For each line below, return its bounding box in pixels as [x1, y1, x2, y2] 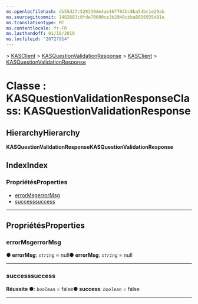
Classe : [6, 79, 47, 93]
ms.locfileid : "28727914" [6, 36, 70, 42]
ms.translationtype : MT [6, 19, 65, 25]
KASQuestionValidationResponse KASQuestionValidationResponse [6, 143, 174, 151]
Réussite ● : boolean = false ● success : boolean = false [6, 285, 140, 292]
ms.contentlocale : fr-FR [6, 25, 67, 31]
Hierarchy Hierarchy [6, 128, 81, 138]
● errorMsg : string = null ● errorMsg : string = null [6, 251, 133, 259]
